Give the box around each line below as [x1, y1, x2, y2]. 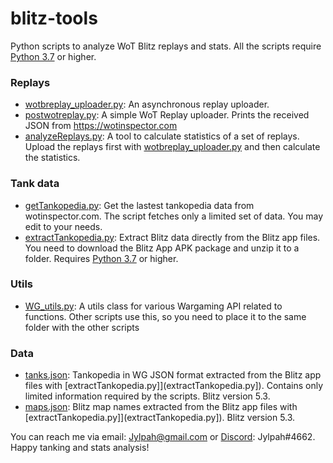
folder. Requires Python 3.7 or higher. [24, 252, 179, 264]
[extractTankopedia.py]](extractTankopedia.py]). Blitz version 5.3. [24, 412, 296, 424]
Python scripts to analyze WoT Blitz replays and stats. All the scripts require [10, 40, 322, 52]
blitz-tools [10, 7, 98, 30]
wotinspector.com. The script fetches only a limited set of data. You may [24, 210, 324, 222]
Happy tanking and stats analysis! [10, 442, 150, 454]
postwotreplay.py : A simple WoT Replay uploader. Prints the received [24, 109, 310, 121]
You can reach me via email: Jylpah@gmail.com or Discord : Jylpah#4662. [10, 431, 316, 443]
